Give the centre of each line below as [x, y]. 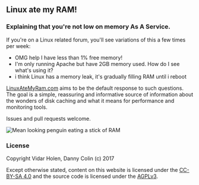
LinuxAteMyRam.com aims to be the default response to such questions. [95, 88]
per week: [18, 46]
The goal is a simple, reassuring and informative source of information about [100, 94]
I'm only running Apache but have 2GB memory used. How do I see [97, 64]
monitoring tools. [27, 107]
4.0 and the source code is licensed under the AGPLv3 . [91, 176]
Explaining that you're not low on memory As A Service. [88, 27]
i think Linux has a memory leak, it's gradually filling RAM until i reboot [101, 76]
